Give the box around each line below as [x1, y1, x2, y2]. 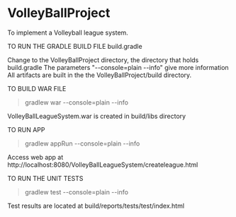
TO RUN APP [7, 125, 45, 134]
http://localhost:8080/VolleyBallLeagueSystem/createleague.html [7, 160, 198, 169]
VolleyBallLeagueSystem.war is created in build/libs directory [7, 112, 186, 120]
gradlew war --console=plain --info [24, 98, 129, 107]
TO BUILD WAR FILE [7, 84, 67, 93]
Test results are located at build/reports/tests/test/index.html [7, 201, 185, 210]
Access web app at [7, 153, 64, 161]
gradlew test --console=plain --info [24, 187, 129, 196]
